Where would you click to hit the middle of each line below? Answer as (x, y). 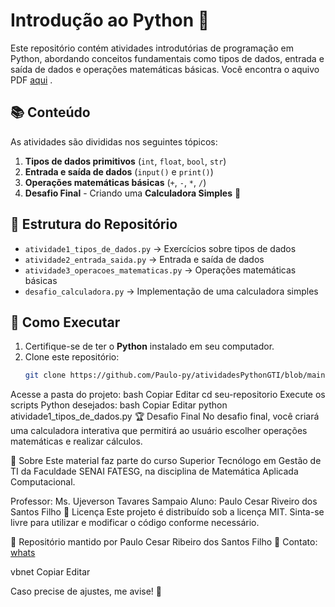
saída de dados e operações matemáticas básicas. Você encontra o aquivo (165, 69)
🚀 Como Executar (65, 322)
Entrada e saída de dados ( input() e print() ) (119, 171)
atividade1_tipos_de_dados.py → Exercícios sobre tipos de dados (160, 248)
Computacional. (43, 482)
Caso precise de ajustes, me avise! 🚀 (86, 591)
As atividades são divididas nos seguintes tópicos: (114, 141)
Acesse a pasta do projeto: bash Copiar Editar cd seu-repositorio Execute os (168, 395)
